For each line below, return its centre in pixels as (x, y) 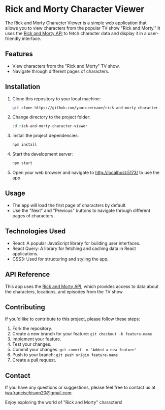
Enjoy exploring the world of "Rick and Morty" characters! (64, 402)
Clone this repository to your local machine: (56, 99)
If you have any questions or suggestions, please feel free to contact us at (80, 388)
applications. (25, 253)
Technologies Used (35, 231)
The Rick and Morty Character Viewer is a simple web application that (76, 23)
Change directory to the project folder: (51, 117)
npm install (24, 145)
